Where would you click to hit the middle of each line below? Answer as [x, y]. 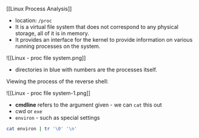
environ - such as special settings [57, 118]
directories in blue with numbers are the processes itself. [86, 70]
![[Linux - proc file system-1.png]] [49, 93]
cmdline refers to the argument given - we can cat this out [88, 105]
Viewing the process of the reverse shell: [58, 81]
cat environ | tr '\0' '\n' [42, 129]
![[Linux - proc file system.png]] [46, 58]
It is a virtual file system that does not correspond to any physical [97, 27]
